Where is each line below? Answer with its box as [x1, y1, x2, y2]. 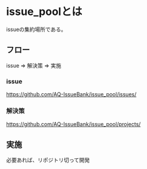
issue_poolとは [6, 5, 82, 19]
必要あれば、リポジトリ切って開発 [6, 156, 90, 164]
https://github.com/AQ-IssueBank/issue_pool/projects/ [6, 121, 141, 128]
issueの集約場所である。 [6, 26, 67, 33]
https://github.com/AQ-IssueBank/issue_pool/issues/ [6, 91, 137, 98]
